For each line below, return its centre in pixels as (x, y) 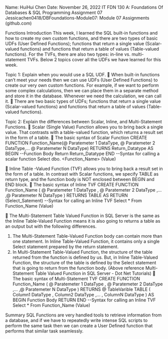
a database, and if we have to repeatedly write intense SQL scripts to (76, 320)
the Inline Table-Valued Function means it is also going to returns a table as (83, 221)
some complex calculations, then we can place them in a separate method (82, 91)
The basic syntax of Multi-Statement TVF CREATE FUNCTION (76, 279)
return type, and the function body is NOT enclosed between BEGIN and (80, 179)
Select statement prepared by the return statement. (65, 247)
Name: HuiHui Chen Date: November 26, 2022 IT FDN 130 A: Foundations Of (84, 7)
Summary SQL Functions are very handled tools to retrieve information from (83, 315)
